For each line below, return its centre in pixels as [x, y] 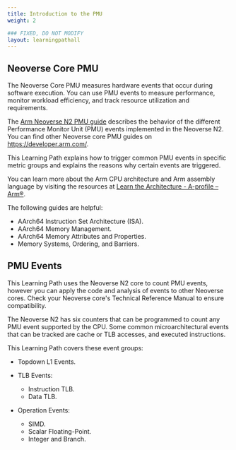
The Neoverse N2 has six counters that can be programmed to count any [114, 319]
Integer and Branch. [57, 439]
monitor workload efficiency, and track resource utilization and [98, 100]
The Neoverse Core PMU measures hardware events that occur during [110, 85]
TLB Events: [35, 375]
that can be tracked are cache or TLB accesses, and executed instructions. [117, 334]
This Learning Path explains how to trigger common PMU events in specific [117, 158]
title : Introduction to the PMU [55, 14]
